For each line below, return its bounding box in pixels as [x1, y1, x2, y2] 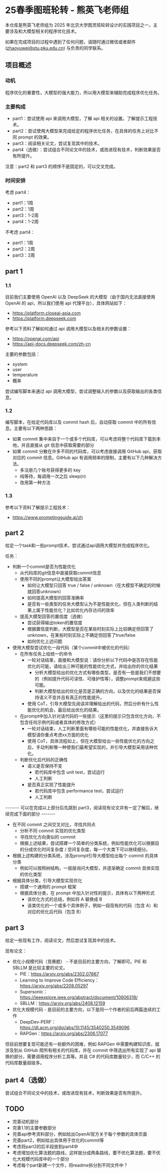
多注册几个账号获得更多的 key [19, 467, 81, 473]
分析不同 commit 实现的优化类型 [19, 828, 86, 834]
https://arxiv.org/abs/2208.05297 [19, 983, 88, 989]
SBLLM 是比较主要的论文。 [12, 965, 68, 971]
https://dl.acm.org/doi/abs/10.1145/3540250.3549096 [19, 1025, 130, 1030]
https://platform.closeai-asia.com [12, 310, 81, 316]
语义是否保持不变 [27, 763, 63, 769]
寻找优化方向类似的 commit [19, 834, 76, 840]
